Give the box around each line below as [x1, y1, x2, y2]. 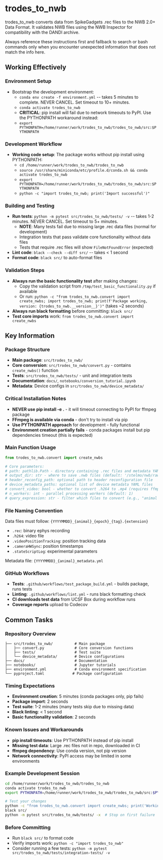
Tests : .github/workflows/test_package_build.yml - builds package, [12, 581, 149, 587]
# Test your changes [5, 799, 47, 804]
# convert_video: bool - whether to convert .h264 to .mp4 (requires [5, 487, 149, 492]
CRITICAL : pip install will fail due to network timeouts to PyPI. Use [19, 109, 151, 115]
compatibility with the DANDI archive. [5, 29, 80, 35]
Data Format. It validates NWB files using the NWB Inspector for [5, 24, 132, 30]
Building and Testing [5, 202, 55, 209]
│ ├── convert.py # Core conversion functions [5, 645, 133, 650]
